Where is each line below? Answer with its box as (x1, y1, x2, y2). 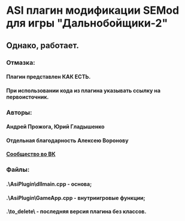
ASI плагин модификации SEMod (6, 4, 180, 17)
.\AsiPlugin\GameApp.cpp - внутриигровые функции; (6, 194, 145, 201)
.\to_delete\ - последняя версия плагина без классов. (6, 208, 147, 215)
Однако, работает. (6, 40, 80, 50)
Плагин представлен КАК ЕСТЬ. (6, 73, 91, 80)
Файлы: (6, 166, 30, 174)
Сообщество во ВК (6, 151, 56, 158)
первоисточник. (6, 93, 49, 100)
